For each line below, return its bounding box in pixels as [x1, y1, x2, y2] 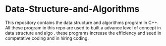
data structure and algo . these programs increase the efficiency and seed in [5, 30, 162, 36]
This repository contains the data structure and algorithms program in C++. [5, 20, 159, 25]
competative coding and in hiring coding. [5, 35, 89, 41]
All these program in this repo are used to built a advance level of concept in [5, 24, 161, 30]
